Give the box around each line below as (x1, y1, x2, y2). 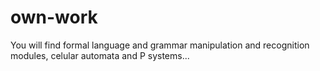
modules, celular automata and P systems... (10, 49, 190, 61)
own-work (10, 6, 98, 29)
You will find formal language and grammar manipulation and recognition (10, 39, 310, 51)
